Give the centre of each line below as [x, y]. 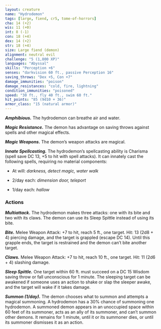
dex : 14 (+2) [18, 41]
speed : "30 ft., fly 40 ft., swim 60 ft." [48, 95]
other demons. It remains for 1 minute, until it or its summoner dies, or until [79, 317]
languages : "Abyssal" [27, 63]
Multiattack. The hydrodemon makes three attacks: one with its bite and [78, 213]
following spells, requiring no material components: [56, 161]
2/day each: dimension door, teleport [49, 180]
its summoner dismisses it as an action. [44, 322]
